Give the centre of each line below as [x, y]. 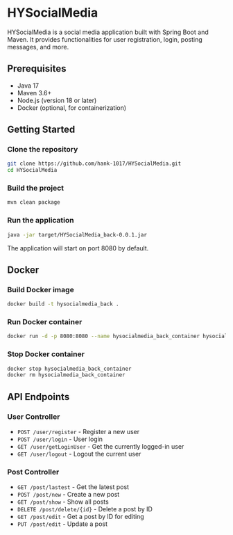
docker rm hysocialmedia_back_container [67, 375]
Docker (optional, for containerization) [72, 107]
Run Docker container [45, 322]
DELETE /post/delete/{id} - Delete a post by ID [85, 509]
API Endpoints [38, 397]
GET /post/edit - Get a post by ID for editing [80, 517]
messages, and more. [38, 47]
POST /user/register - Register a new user [78, 432]
